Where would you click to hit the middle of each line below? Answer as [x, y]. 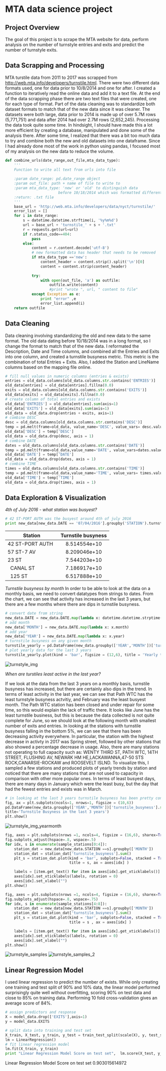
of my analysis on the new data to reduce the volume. [60, 151]
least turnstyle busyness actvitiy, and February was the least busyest [75, 699]
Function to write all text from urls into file [65, 170]
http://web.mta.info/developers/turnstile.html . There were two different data [82, 82]
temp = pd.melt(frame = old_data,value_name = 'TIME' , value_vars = [72, 473]
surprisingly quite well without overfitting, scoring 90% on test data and [78, 993]
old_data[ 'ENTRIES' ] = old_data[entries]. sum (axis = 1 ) [62, 404]
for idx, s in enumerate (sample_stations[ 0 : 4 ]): [56, 844]
